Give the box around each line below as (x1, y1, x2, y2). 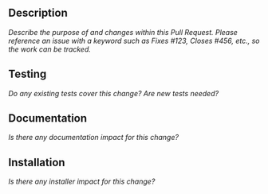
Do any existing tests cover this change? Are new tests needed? (8, 88, 219, 98)
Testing (8, 68, 47, 81)
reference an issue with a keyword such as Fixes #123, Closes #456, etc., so (8, 36, 261, 45)
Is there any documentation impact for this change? (8, 133, 179, 142)
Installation (8, 155, 65, 169)
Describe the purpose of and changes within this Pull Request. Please (8, 27, 238, 37)
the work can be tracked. (8, 44, 92, 54)
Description (8, 6, 68, 20)
